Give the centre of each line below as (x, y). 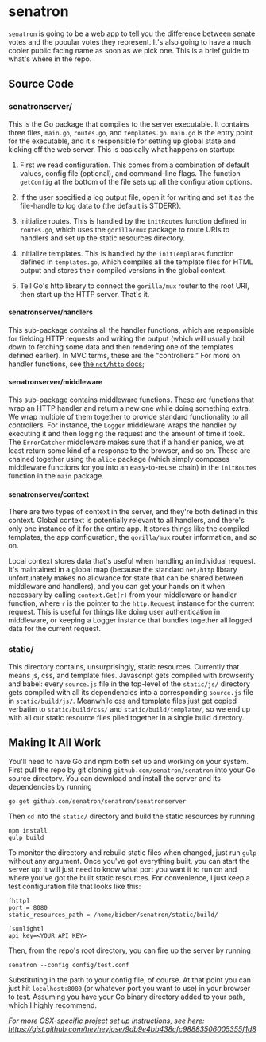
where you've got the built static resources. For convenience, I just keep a (129, 878)
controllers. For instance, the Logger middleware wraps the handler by (122, 425)
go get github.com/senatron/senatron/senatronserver (97, 802)
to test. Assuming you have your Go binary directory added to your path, (127, 997)
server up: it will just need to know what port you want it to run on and (123, 869)
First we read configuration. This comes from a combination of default (135, 165)
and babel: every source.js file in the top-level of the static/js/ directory (129, 684)
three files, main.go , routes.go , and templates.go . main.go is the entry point (130, 132)
